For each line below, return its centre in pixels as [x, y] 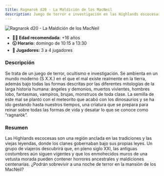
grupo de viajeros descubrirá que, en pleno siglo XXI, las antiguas [71, 149]
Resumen [17, 128]
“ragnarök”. [16, 115]
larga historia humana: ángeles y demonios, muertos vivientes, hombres [77, 89]
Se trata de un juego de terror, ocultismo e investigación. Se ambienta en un [82, 73]
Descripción [20, 63]
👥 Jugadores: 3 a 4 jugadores [42, 50]
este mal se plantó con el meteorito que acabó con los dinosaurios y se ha [80, 99]
